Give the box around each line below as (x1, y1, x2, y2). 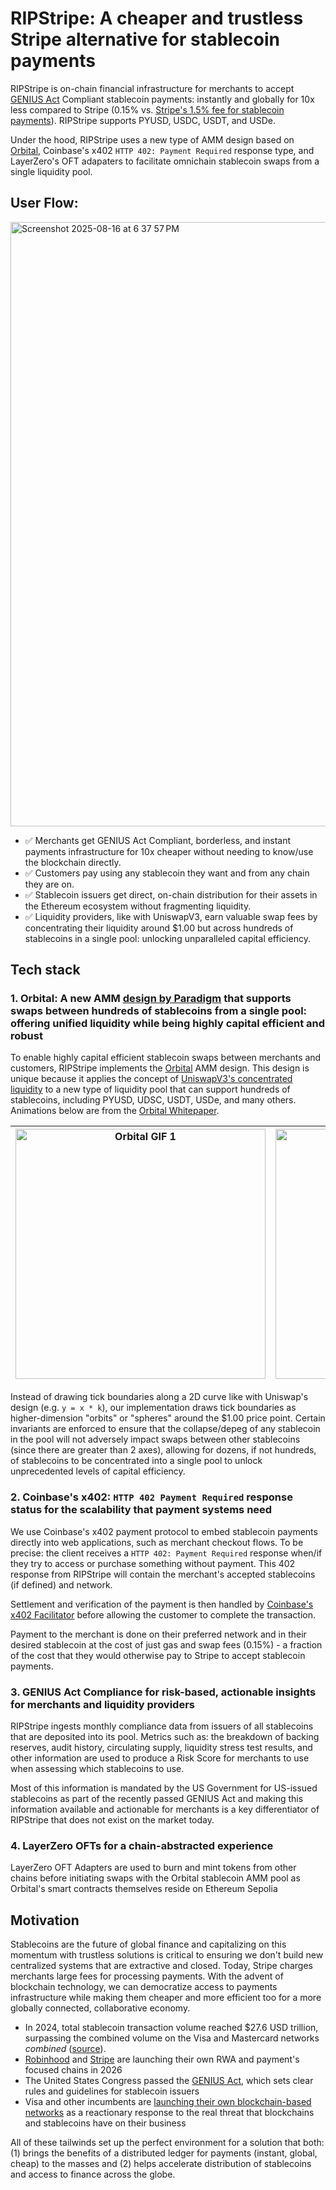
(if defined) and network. (10, 1578, 113, 1591)
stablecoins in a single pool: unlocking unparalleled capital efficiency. (24, 932, 311, 944)
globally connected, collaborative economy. (10, 2002, 191, 2014)
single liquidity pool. (10, 165, 93, 177)
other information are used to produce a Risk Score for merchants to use (10, 1752, 310, 1764)
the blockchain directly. (24, 856, 122, 868)
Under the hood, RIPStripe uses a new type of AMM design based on (10, 133, 295, 146)
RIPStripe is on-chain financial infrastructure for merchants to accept (10, 82, 295, 94)
